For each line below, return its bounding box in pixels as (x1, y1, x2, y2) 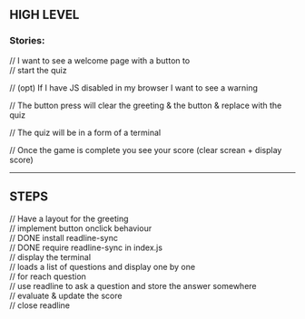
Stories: (9, 34, 45, 47)
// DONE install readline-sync (9, 232, 118, 243)
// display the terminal (9, 251, 92, 262)
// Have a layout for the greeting (9, 213, 129, 224)
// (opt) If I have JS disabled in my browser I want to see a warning (9, 82, 259, 93)
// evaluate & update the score (9, 290, 123, 301)
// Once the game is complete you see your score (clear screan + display (9, 144, 282, 155)
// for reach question (9, 271, 86, 282)
